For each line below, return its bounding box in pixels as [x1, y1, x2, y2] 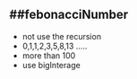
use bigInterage [21, 59, 81, 70]
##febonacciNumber [9, 7, 128, 22]
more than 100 [21, 49, 76, 61]
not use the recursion [21, 31, 101, 41]
